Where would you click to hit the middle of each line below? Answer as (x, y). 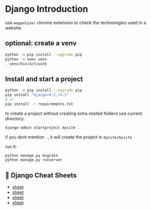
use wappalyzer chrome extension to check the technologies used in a (75, 23)
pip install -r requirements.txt (39, 104)
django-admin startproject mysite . (42, 128)
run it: (11, 146)
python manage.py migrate (31, 156)
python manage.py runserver (34, 160)
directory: (15, 118)
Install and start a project (44, 79)
